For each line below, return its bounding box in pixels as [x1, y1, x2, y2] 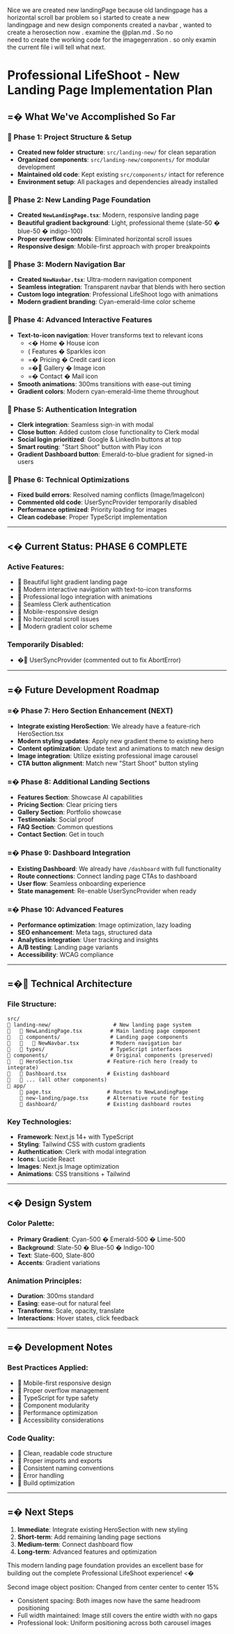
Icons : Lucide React [17, 1154, 75, 1163]
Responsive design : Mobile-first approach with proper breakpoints [17, 242, 210, 250]
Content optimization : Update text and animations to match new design [17, 744, 224, 752]
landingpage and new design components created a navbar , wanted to [7, 21, 212, 29]
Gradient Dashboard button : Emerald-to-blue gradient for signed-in [17, 450, 214, 459]
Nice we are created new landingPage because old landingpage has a [7, 6, 208, 14]
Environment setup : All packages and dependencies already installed [17, 177, 218, 186]
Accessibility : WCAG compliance [17, 950, 114, 958]
